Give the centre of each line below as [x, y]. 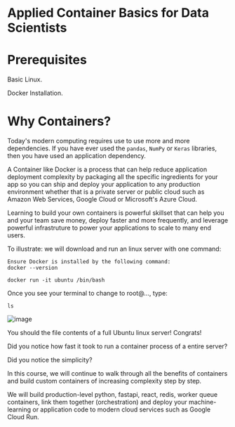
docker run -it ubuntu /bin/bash [56, 280]
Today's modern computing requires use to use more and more [99, 141]
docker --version [33, 268]
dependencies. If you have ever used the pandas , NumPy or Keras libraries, [112, 148]
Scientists [37, 28]
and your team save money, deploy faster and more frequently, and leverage [118, 221]
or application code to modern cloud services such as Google [122, 409]
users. [16, 235]
